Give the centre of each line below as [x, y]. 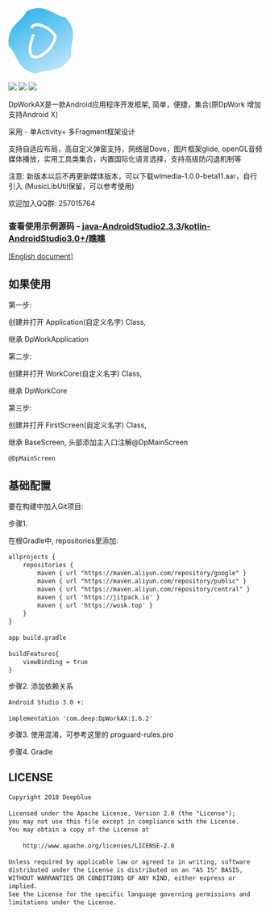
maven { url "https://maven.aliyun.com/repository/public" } [142, 581]
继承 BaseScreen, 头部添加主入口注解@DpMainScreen [98, 442]
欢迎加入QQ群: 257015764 [52, 203]
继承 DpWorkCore [38, 391]
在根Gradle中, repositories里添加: [63, 541]
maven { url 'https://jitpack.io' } [99, 597]
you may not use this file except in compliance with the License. [124, 821]
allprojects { [32, 557]
